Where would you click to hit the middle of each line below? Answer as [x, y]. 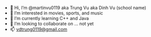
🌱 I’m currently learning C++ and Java [49, 18]
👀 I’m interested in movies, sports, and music [56, 13]
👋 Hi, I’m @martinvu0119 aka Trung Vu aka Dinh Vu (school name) [78, 8]
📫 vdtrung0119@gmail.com [39, 29]
